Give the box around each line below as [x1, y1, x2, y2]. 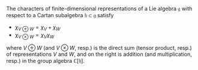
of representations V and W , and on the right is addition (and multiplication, [6, 50, 192, 58]
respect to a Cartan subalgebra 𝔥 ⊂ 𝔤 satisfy [6, 12, 114, 18]
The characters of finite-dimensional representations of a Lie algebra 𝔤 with [6, 5, 193, 12]
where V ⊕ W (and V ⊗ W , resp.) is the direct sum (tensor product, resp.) [6, 44, 192, 51]
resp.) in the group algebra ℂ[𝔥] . [6, 57, 85, 64]
